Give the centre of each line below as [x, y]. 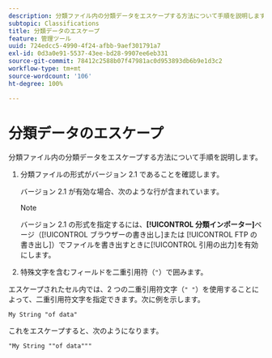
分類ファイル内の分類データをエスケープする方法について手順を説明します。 [136, 157]
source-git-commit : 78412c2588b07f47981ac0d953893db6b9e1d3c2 [115, 62]
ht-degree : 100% [36, 83]
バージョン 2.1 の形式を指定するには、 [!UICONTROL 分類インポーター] [137, 224]
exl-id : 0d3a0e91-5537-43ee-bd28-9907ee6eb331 [88, 53]
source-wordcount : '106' [50, 76]
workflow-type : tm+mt [45, 69]
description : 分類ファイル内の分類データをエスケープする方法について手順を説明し [131, 16]
